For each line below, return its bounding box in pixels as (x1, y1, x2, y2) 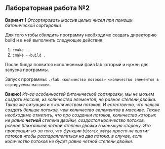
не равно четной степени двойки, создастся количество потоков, (5, 117, 145, 123)
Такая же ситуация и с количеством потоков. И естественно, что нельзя (5, 101, 160, 108)
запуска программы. (5, 67, 49, 73)
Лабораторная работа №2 (5, 4, 90, 12)
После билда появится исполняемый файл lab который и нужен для (5, 61, 149, 67)
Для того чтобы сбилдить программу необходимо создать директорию (5, 32, 157, 37)
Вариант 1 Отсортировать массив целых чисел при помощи (5, 17, 133, 23)
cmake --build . (12, 53, 46, 58)
